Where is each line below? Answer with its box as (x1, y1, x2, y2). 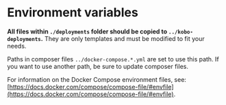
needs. (7, 42, 27, 50)
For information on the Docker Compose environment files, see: (7, 75, 187, 83)
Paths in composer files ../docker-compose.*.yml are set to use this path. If (7, 55, 219, 63)
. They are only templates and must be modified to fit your (40, 34, 205, 42)
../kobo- (168, 29, 194, 35)
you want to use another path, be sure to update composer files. (7, 62, 189, 70)
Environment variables (7, 5, 138, 20)
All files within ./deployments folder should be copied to (7, 27, 168, 35)
